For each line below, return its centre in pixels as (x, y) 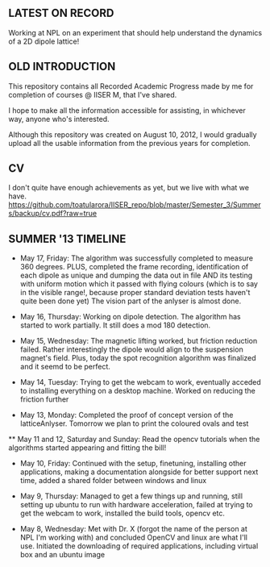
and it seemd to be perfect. (65, 367)
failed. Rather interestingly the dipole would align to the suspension (131, 349)
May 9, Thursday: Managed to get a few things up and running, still (131, 496)
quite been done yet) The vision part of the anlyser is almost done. (131, 301)
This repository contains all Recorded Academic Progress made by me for (131, 86)
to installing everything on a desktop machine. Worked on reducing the (137, 391)
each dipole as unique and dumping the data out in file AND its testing (136, 275)
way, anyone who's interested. (59, 119)
